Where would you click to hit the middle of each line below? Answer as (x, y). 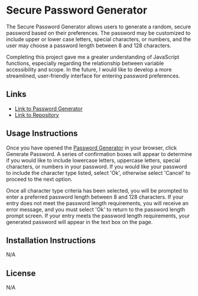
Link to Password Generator (48, 108)
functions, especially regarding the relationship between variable (85, 63)
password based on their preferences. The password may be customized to (98, 32)
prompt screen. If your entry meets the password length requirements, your (98, 216)
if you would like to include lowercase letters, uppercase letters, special (93, 160)
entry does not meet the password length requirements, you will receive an (98, 203)
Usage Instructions (42, 134)
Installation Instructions (51, 240)
